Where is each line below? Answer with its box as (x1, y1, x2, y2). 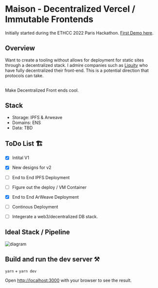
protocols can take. (5, 72, 44, 79)
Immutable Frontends (5, 14, 94, 25)
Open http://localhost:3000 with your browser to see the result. (5, 277, 132, 284)
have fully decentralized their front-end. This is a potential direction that (5, 67, 149, 73)
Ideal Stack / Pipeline (5, 228, 70, 236)
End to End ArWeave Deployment (12, 194, 79, 200)
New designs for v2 (12, 165, 52, 170)
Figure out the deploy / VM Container (12, 184, 87, 190)
